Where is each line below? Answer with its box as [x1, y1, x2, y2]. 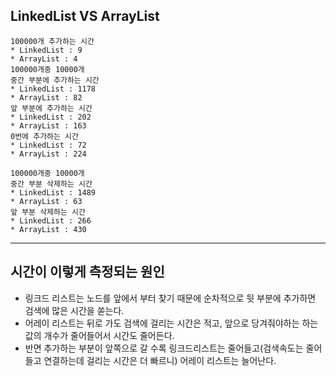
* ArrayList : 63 [10, 196, 83, 206]
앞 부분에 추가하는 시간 [10, 103, 93, 113]
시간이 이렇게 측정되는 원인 [10, 264, 165, 281]
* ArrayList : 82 [10, 92, 83, 103]
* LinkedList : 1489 [10, 187, 97, 198]
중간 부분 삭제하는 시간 [10, 179, 93, 189]
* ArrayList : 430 [10, 224, 87, 234]
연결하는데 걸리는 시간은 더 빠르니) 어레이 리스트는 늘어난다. [43, 354, 277, 366]
